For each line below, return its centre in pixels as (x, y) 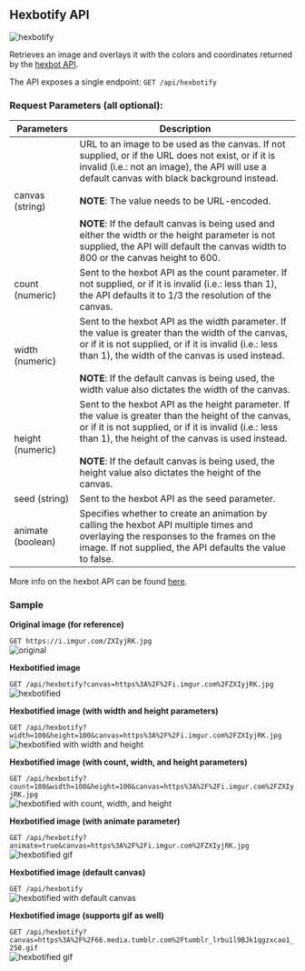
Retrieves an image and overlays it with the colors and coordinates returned (151, 55)
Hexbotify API (49, 15)
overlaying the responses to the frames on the (178, 536)
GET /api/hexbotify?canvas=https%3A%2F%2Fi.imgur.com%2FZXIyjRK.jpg (142, 685)
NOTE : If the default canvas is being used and (177, 224)
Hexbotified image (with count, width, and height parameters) (128, 762)
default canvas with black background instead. (179, 178)
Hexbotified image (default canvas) (78, 873)
